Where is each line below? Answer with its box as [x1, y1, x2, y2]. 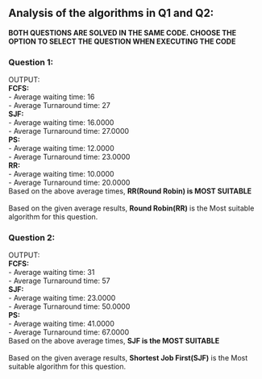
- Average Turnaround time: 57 [8, 276, 110, 285]
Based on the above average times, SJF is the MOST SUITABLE [8, 336, 220, 346]
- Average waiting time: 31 [8, 268, 95, 277]
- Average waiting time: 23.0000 [8, 294, 116, 303]
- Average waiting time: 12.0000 [8, 144, 114, 153]
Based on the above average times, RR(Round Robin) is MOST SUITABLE [8, 186, 252, 196]
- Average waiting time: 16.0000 [8, 118, 114, 127]
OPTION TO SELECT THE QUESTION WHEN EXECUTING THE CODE [8, 36, 236, 46]
